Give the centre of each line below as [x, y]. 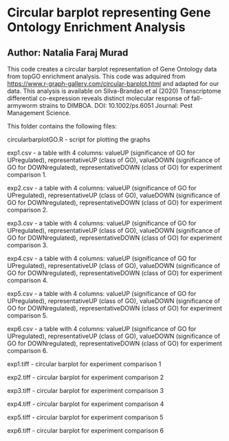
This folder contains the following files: [62, 126]
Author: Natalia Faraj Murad [68, 53]
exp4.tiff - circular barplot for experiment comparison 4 [86, 404]
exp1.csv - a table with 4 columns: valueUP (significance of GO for [101, 153]
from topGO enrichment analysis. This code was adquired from [96, 76]
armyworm [22, 105]
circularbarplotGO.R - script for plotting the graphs [79, 139]
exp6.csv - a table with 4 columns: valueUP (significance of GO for [102, 329]
